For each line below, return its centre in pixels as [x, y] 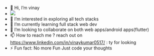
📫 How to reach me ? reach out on [46, 35]
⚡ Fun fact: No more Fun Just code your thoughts [61, 48]
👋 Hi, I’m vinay [25, 8]
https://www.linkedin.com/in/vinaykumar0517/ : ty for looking [73, 42]
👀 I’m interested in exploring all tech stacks [54, 19]
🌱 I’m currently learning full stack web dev [53, 24]
